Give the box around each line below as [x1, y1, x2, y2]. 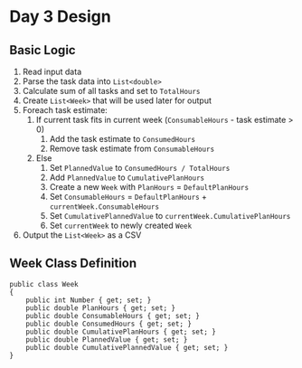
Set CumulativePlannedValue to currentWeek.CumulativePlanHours [49, 211, 291, 221]
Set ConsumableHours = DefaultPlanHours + [49, 192, 208, 202]
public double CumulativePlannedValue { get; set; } [25, 343, 229, 352]
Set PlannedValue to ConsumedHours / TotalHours [49, 163, 231, 173]
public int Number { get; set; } [25, 296, 152, 305]
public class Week [9, 279, 79, 288]
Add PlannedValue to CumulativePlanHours [49, 172, 205, 183]
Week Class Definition [9, 256, 137, 271]
